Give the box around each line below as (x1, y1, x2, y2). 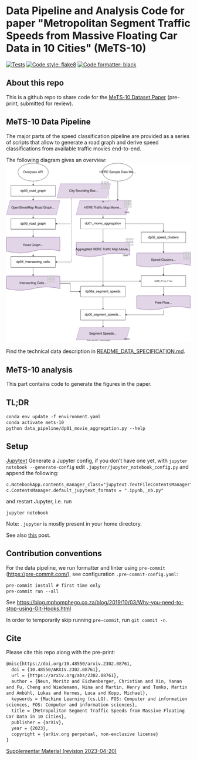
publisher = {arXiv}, (11, 719, 64, 726)
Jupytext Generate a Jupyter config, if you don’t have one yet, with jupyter (6, 457, 188, 464)
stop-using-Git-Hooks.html (6, 605, 72, 612)
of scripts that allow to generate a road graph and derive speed (6, 139, 159, 146)
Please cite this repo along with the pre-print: (6, 649, 116, 656)
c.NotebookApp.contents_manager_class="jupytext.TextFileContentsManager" (6, 482, 193, 487)
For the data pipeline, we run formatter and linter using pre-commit (6, 564, 166, 571)
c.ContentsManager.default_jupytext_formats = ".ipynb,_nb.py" (6, 487, 164, 493)
